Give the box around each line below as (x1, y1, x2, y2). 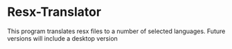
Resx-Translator (7, 4, 102, 20)
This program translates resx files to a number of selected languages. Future (7, 27, 226, 35)
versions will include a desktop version (7, 34, 118, 42)
